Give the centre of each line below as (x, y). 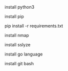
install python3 (20, 7)
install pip (14, 16)
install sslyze (18, 45)
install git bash (19, 63)
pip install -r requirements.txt (34, 26)
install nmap (17, 35)
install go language (24, 54)
